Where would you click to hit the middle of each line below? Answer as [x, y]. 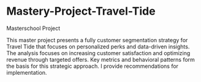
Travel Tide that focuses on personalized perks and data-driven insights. [98, 47]
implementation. [27, 72]
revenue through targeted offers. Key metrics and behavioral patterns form [100, 59]
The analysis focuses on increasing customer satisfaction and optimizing [98, 53]
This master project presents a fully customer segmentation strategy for [97, 40]
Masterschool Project [33, 28]
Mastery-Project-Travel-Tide [81, 11]
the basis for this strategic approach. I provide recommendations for [93, 66]
